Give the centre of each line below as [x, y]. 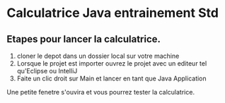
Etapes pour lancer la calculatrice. [83, 39]
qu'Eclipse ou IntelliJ [47, 71]
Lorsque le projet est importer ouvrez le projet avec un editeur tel [112, 63]
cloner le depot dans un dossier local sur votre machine [98, 56]
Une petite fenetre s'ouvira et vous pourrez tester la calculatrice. [101, 92]
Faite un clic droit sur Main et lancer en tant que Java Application [111, 78]
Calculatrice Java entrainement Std [112, 13]
